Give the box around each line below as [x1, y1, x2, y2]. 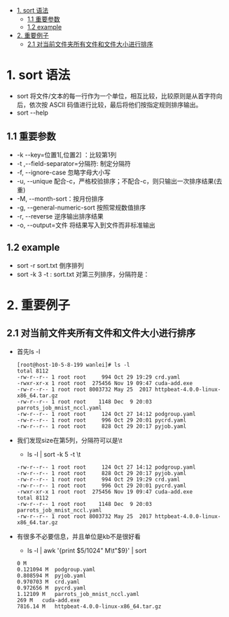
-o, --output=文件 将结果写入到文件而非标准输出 [16, 221, 155, 229]
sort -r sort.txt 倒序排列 [16, 261, 85, 269]
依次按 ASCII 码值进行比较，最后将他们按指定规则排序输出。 [29, 100, 202, 109]
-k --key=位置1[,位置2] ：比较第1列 [16, 150, 117, 159]
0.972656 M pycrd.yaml [16, 584, 87, 592]
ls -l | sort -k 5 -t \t [27, 450, 81, 458]
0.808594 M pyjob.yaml [16, 572, 87, 579]
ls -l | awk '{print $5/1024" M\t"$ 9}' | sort [27, 546, 147, 554]
